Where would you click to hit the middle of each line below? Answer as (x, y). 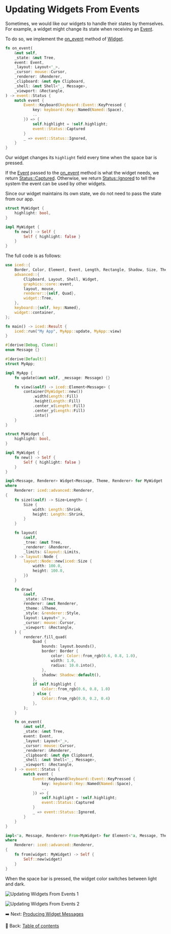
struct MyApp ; (20, 364)
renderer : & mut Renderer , (51, 604)
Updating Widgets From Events (73, 9)
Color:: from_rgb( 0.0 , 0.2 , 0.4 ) (76, 698)
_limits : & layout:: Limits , (52, 552)
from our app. (20, 199)
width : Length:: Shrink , (58, 509)
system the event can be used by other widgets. (56, 184)
